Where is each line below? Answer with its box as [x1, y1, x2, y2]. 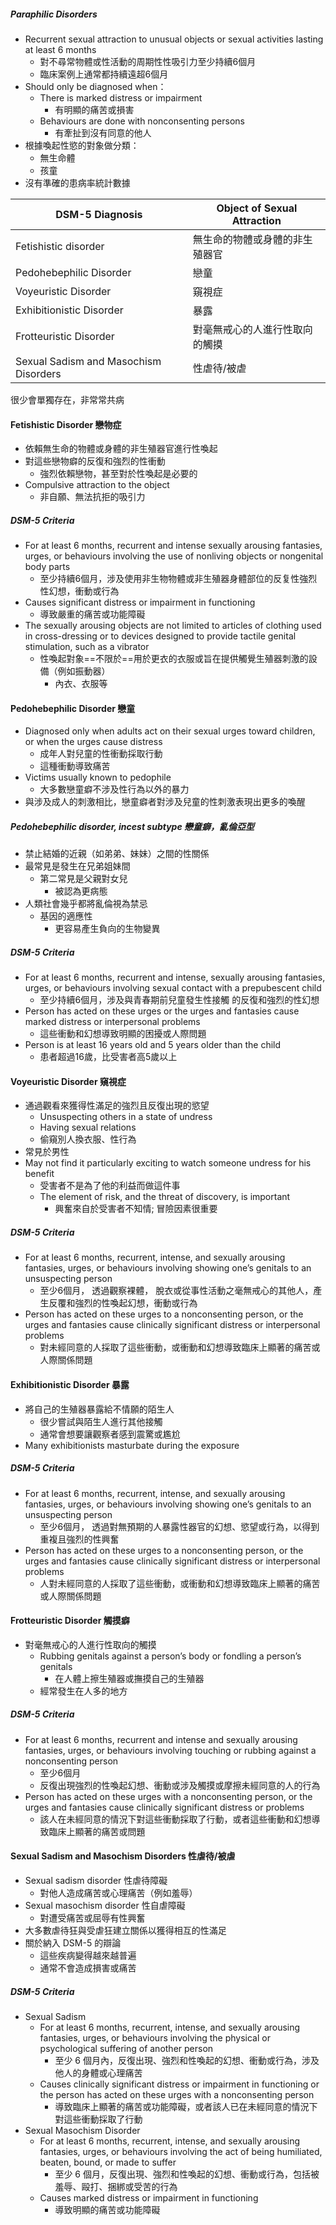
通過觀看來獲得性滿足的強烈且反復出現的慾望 [24, 1100, 210, 1112]
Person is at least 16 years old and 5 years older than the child [24, 1039, 282, 1051]
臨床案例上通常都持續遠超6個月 [39, 68, 169, 80]
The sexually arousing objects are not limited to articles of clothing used [24, 620, 322, 632]
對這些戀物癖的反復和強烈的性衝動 [24, 455, 166, 467]
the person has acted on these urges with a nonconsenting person [39, 2088, 315, 2100]
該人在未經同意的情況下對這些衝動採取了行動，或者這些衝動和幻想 [39, 1813, 312, 1825]
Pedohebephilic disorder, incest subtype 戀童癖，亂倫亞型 [10, 820, 255, 832]
